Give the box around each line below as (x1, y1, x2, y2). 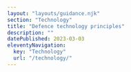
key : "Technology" (13, 49, 67, 56)
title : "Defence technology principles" (7, 23, 125, 29)
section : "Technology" (7, 16, 72, 23)
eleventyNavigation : (7, 42, 67, 49)
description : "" (7, 29, 54, 36)
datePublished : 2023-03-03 (7, 36, 85, 43)
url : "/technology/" (13, 55, 72, 62)
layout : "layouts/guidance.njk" (7, 10, 100, 17)
